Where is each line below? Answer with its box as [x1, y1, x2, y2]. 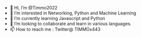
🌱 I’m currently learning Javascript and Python [9, 15, 106, 21]
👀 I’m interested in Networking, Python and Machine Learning [9, 10, 137, 16]
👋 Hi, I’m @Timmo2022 [9, 5, 58, 10]
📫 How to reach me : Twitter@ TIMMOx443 [9, 26, 101, 32]
